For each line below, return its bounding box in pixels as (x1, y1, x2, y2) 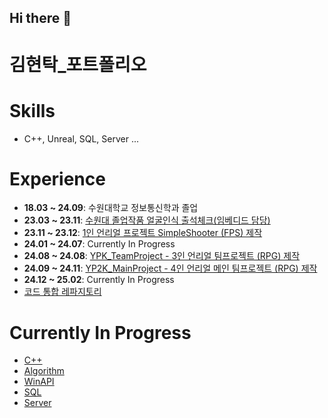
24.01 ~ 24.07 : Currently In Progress (23, 238, 176, 250)
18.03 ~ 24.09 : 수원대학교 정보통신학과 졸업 (23, 202, 199, 214)
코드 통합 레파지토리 (23, 286, 102, 298)
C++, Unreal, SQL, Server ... (23, 132, 140, 145)
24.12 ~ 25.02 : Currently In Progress (23, 274, 175, 286)
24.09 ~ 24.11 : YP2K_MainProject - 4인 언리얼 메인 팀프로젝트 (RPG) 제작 (23, 262, 318, 275)
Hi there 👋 (9, 10, 72, 27)
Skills (9, 99, 56, 122)
